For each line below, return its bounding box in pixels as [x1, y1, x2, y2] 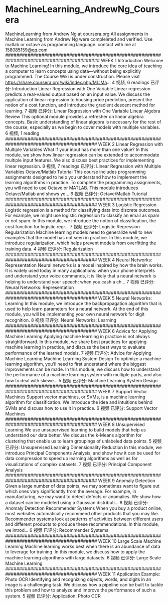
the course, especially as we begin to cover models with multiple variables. [5, 124, 160, 130]
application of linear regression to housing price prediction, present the [5, 96, 152, 102]
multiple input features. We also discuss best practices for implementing [5, 157, 154, 163]
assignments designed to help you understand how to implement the [5, 174, 147, 180]
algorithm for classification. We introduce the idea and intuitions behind [5, 399, 153, 405]
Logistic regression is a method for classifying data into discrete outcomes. [5, 207, 160, 213]
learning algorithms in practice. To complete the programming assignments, [5, 179, 162, 185]
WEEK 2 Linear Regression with [98, 141, 163, 147]
